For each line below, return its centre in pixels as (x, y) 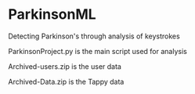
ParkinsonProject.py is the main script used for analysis (98, 51)
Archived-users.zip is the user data (65, 66)
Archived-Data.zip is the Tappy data (66, 81)
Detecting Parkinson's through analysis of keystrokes (94, 36)
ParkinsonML (52, 14)
